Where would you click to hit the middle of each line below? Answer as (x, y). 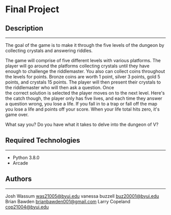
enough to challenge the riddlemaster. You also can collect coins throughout (85, 71)
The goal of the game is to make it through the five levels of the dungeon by (85, 45)
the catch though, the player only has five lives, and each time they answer (84, 98)
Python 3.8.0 (26, 157)
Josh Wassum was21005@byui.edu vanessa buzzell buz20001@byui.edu (82, 196)
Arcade (20, 163)
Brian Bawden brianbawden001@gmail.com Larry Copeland (68, 201)
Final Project (32, 9)
